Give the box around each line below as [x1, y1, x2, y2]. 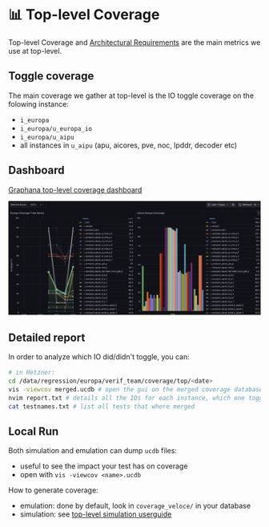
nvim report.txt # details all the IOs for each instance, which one [8, 394, 246, 402]
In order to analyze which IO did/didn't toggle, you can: [8, 352, 190, 362]
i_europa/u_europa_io [19, 124, 92, 132]
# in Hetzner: [8, 369, 56, 377]
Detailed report [8, 330, 86, 344]
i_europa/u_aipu [19, 133, 74, 141]
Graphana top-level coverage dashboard [8, 184, 143, 194]
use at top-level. [8, 46, 62, 55]
